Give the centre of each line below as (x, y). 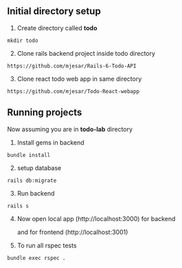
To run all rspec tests (47, 245)
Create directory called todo (57, 28)
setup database (39, 167)
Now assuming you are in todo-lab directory (70, 129)
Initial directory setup (54, 11)
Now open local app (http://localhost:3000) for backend (96, 218)
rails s (18, 206)
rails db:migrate (32, 181)
